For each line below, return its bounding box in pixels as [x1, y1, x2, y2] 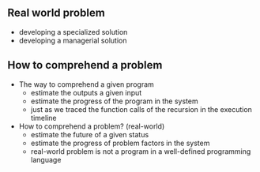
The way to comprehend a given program [18, 79, 155, 89]
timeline [30, 113, 57, 122]
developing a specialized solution [18, 27, 128, 36]
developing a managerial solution [18, 36, 127, 45]
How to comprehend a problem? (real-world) [18, 122, 165, 131]
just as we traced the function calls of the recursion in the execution [30, 104, 252, 114]
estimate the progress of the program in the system [30, 96, 198, 106]
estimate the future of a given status [30, 129, 149, 139]
